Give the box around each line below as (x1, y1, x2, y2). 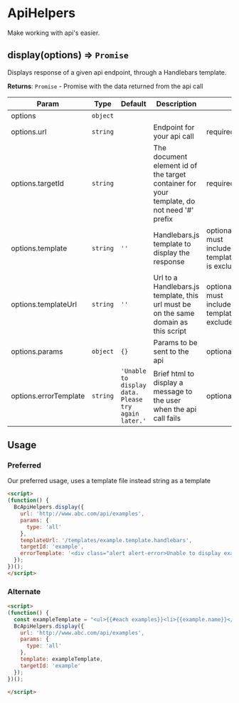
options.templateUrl (11, 299, 77, 309)
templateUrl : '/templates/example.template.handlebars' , (20, 536, 193, 544)
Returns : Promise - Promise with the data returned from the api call (7, 82, 203, 90)
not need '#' (153, 205, 194, 215)
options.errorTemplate (11, 391, 85, 401)
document (153, 152, 188, 162)
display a (153, 377, 184, 387)
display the (153, 248, 191, 258)
